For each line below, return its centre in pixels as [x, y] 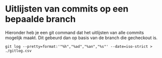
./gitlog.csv [18, 51]
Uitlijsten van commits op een [67, 9]
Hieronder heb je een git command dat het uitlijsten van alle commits [74, 32]
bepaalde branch [40, 19]
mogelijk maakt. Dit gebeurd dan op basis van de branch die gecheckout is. [81, 38]
